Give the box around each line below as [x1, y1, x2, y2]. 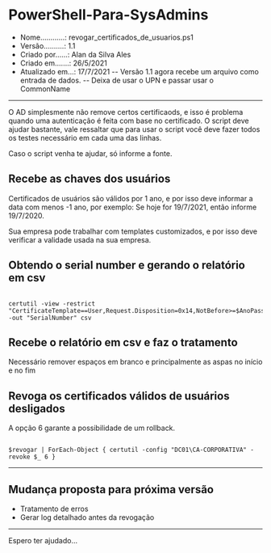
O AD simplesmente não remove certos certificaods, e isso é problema [8, 107, 244, 116]
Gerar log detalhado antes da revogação [19, 513, 155, 522]
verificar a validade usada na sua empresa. [8, 234, 152, 244]
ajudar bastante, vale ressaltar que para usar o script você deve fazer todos [8, 124, 261, 134]
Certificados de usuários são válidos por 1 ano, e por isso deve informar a [8, 193, 253, 203]
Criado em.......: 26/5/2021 [19, 58, 107, 68]
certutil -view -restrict [8, 299, 95, 308]
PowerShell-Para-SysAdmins [8, 6, 209, 24]
